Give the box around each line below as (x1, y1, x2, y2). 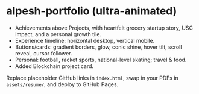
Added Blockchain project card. (14, 62, 94, 70)
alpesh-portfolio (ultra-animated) (6, 4, 177, 18)
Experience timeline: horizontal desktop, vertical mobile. (14, 37, 155, 44)
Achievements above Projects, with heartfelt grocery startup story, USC (14, 24, 193, 31)
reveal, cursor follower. (14, 49, 72, 57)
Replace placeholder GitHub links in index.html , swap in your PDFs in (6, 74, 179, 81)
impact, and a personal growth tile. (14, 30, 101, 37)
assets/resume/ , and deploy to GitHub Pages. (6, 80, 119, 88)
